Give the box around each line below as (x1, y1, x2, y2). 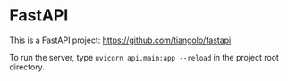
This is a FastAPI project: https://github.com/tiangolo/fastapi (9, 35, 232, 45)
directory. (9, 61, 45, 72)
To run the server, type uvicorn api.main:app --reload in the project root (9, 52, 280, 62)
